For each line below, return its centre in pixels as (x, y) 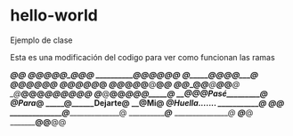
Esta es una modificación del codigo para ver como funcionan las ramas (142, 57)
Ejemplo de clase (41, 40)
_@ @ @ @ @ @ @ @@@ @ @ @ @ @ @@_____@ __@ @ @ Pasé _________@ (139, 93)
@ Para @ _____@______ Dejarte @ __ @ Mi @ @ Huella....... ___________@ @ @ (147, 102)
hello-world (54, 16)
